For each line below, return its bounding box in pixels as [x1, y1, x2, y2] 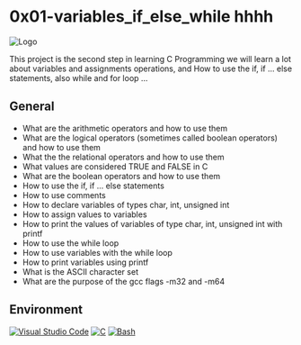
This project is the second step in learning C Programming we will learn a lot [9, 53, 292, 64]
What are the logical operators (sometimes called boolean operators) [22, 132, 279, 143]
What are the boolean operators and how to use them [22, 170, 221, 181]
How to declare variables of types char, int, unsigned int [22, 199, 230, 210]
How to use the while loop [22, 237, 120, 249]
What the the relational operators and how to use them [22, 151, 225, 162]
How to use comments [22, 189, 106, 200]
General [9, 99, 56, 114]
